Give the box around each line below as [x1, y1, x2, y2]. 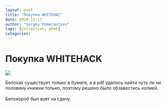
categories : [5, 31, 31, 36]
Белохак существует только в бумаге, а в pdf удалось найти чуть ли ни [5, 79, 161, 86]
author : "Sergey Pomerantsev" [5, 21, 70, 27]
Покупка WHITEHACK [5, 53, 102, 65]
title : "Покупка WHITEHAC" [5, 12, 63, 17]
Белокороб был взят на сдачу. [5, 95, 72, 102]
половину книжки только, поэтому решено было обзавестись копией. [5, 85, 159, 91]
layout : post [5, 7, 33, 13]
